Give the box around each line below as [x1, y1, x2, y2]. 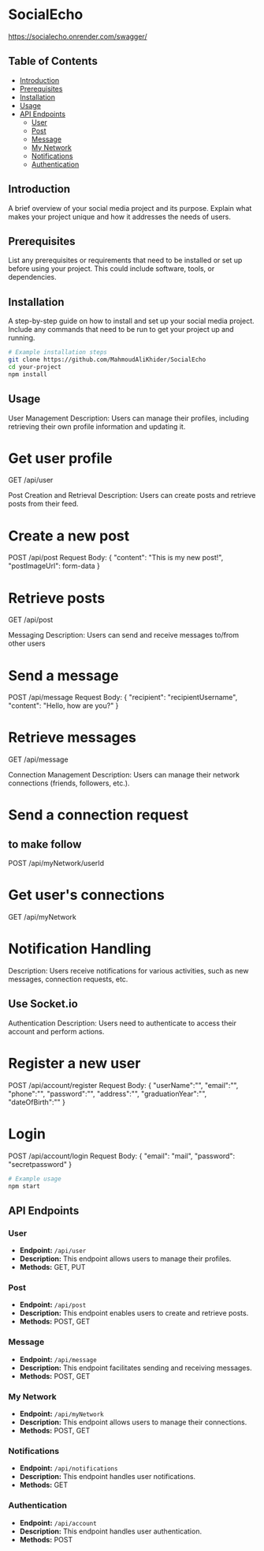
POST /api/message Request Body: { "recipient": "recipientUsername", [8, 693, 238, 702]
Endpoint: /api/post [19, 1300, 87, 1309]
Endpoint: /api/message [19, 1354, 97, 1364]
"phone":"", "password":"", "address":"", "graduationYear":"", [8, 1089, 207, 1098]
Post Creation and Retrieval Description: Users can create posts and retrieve [8, 491, 256, 500]
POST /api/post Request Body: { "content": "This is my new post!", [8, 553, 224, 563]
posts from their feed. [8, 499, 79, 509]
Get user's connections [8, 887, 165, 904]
